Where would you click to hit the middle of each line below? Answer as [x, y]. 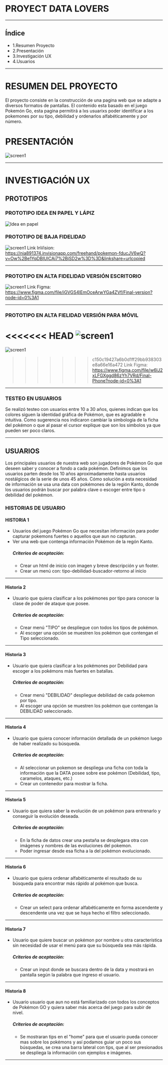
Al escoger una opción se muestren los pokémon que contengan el [89, 633]
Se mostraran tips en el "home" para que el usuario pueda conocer [89, 1037]
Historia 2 [15, 587]
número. [14, 121]
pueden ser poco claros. [30, 430]
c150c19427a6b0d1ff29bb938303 [127, 359]
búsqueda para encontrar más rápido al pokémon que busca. [75, 883]
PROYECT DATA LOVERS [57, 9]
